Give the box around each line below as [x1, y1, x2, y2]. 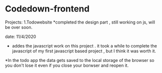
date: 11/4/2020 [5, 34, 36, 39]
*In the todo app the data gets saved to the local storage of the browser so [5, 57, 155, 63]
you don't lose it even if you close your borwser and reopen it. [5, 62, 129, 68]
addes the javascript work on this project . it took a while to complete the [12, 43, 157, 49]
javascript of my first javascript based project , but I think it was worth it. [12, 48, 156, 54]
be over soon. [5, 24, 33, 30]
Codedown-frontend [5, 3, 90, 14]
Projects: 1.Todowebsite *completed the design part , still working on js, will [5, 19, 156, 25]
